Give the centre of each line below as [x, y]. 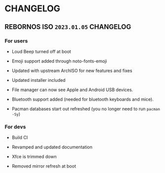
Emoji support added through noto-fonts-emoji [59, 61]
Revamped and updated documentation [52, 147]
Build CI [20, 138]
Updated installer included [39, 80]
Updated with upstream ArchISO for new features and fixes [72, 70]
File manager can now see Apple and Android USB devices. [72, 90]
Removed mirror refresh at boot [44, 166]
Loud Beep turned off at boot [41, 51]
